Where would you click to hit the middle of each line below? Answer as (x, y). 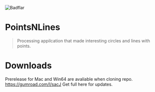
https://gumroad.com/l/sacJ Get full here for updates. (59, 84)
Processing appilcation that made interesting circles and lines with (83, 40)
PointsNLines (33, 28)
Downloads (29, 66)
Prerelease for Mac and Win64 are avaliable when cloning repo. (69, 79)
